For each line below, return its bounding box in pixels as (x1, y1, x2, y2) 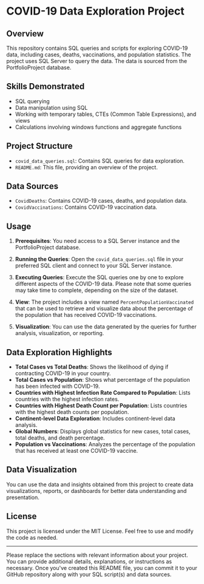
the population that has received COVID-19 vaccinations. (15, 311, 157, 319)
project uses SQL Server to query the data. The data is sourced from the (6, 58, 187, 64)
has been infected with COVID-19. (15, 382, 100, 390)
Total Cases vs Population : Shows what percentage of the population (15, 376, 190, 384)
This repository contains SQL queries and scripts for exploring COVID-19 (6, 44, 188, 52)
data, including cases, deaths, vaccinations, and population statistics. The (6, 51, 191, 58)
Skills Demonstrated (6, 81, 85, 92)
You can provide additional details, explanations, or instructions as (6, 557, 172, 565)
